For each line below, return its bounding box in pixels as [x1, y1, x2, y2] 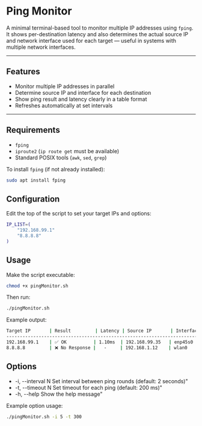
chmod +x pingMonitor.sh [6, 282, 69, 289]
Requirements [6, 125, 60, 135]
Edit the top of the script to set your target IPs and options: [6, 210, 151, 217]
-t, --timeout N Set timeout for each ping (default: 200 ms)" [14, 384, 162, 391]
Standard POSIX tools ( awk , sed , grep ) [14, 154, 107, 161]
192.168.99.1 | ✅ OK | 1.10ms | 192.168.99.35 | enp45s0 [6, 339, 194, 345]
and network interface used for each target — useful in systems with [6, 37, 176, 44]
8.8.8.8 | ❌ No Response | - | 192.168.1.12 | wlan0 [6, 345, 188, 351]
